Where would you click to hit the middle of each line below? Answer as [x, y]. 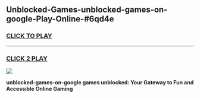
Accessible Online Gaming [40, 88]
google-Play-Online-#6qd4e [60, 19]
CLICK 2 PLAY [27, 58]
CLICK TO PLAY [29, 36]
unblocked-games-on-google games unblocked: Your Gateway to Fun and [100, 82]
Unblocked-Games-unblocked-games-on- [87, 10]
